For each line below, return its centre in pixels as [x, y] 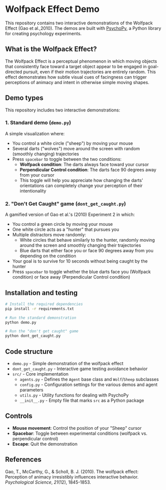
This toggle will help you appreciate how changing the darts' [82, 180]
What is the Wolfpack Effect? [51, 49]
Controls [19, 416]
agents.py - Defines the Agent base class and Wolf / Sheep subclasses [89, 380]
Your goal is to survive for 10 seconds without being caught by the [80, 261]
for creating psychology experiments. [43, 33]
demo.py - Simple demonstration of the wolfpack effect [68, 364]
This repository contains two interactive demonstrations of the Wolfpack [79, 23]
